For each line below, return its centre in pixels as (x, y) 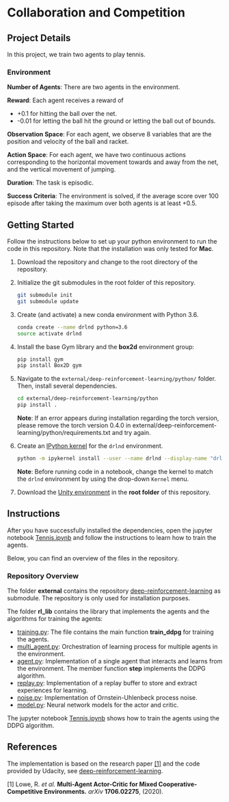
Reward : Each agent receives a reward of (66, 100)
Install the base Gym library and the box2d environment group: (106, 346)
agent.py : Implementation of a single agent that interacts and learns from (120, 661)
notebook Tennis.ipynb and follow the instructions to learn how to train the (112, 537)
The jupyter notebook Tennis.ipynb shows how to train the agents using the (113, 718)
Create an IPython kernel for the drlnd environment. (90, 446)
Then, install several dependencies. (67, 386)
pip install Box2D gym (49, 366)
